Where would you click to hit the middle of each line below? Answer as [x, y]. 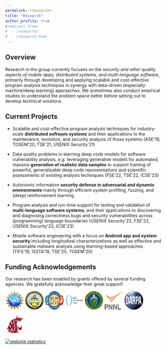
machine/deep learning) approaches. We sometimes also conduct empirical [83, 90]
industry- [147, 129]
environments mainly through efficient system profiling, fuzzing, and [83, 190]
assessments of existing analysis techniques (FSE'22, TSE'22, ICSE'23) [85, 175]
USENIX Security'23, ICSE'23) [43, 226]
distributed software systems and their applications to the [85, 134]
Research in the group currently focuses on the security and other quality [81, 69]
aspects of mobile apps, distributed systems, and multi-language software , [83, 74]
